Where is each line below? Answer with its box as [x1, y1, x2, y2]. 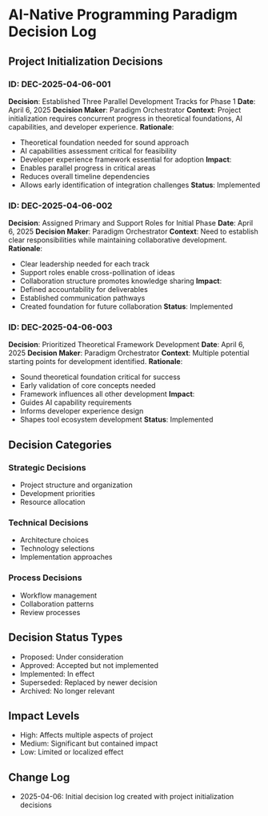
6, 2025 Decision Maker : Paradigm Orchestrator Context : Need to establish [8, 226, 258, 237]
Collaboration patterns [19, 598, 94, 609]
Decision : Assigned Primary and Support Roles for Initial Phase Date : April [8, 218, 254, 228]
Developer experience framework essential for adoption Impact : [19, 154, 232, 164]
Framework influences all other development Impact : [19, 390, 195, 399]
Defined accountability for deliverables [19, 285, 148, 294]
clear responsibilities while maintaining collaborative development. [8, 235, 228, 245]
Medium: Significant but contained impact [19, 738, 158, 749]
